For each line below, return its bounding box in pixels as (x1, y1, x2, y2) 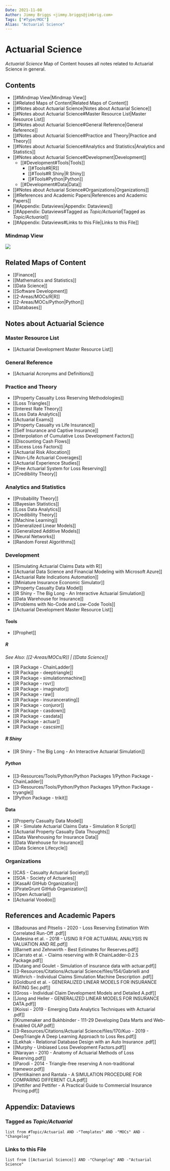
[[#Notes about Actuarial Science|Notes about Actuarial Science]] (12, 105, 152, 111)
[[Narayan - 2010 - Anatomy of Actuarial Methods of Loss (12, 1050, 134, 1056)
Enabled (12, 1023, 31, 1029)
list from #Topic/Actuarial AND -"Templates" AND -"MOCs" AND (5, 1130, 140, 1135)
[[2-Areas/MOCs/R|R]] (12, 293, 60, 300)
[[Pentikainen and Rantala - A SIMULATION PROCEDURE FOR (12, 1071, 142, 1077)
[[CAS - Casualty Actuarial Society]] (12, 869, 89, 876)
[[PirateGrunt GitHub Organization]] (12, 885, 88, 892)
